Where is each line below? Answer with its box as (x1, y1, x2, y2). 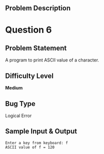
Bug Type (5, 99, 36, 108)
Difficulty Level (5, 71, 54, 80)
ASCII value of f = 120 (5, 144, 55, 149)
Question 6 (5, 24, 52, 35)
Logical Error (5, 112, 32, 119)
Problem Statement (5, 43, 67, 52)
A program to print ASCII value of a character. (5, 57, 99, 63)
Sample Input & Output (5, 127, 77, 135)
